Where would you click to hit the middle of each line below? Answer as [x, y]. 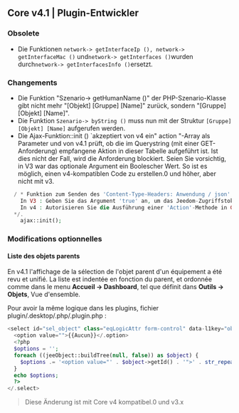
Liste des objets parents [44, 256]
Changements [32, 83]
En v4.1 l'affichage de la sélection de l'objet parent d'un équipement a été [115, 272]
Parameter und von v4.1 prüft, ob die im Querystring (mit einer [108, 143]
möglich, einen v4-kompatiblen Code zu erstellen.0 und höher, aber [117, 173]
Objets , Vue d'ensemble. [44, 294]
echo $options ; [36, 375]
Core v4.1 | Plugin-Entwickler [73, 13]
